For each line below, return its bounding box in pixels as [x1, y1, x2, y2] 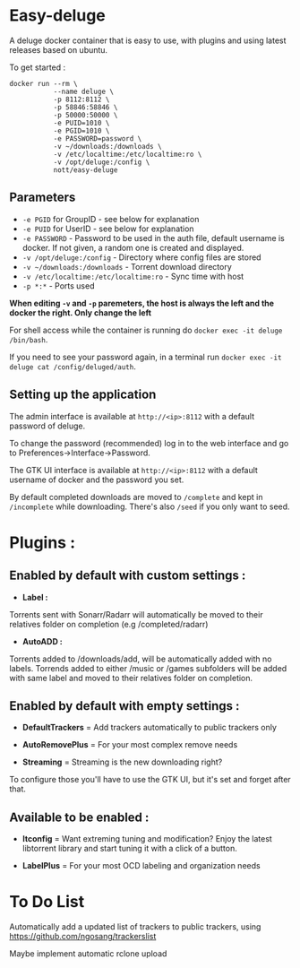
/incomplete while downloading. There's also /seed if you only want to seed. [9, 501, 290, 512]
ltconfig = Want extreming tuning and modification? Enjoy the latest [21, 834, 273, 844]
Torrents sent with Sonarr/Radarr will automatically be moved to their [9, 609, 263, 619]
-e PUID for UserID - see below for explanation [21, 223, 194, 234]
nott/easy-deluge [53, 165, 118, 175]
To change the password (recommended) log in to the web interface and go [9, 437, 289, 448]
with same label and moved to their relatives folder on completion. [9, 672, 253, 683]
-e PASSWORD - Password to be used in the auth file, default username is [21, 232, 285, 243]
